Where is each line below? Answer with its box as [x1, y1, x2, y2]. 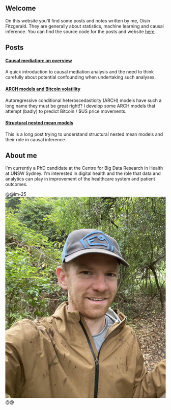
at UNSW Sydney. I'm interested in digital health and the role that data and [5, 170, 161, 176]
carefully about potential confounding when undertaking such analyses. [5, 74, 156, 81]
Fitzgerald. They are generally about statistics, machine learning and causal [5, 23, 164, 29]
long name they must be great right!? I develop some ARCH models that [5, 102, 156, 109]
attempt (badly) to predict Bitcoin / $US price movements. [5, 108, 127, 114]
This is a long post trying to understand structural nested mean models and [5, 131, 163, 137]
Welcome [5, 4, 36, 13]
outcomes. [5, 181, 28, 187]
